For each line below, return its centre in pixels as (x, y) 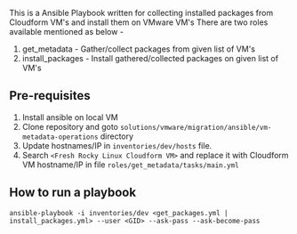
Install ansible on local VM (70, 117)
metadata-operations (60, 137)
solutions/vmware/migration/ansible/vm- (196, 127)
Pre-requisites (50, 96)
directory (117, 136)
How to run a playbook (72, 193)
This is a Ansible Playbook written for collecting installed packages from (141, 13)
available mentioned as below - (67, 32)
